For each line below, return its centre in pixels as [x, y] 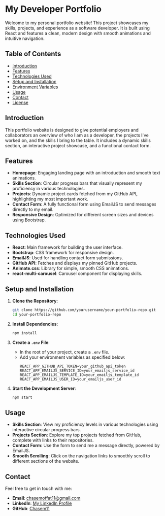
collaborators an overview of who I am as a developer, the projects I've [77, 135]
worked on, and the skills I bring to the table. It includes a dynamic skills [78, 140]
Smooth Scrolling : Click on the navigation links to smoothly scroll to [81, 456]
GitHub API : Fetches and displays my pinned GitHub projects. [75, 263]
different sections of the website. [46, 461]
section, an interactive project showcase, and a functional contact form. [78, 145]
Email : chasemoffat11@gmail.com [46, 498]
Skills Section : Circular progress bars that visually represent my [77, 183]
